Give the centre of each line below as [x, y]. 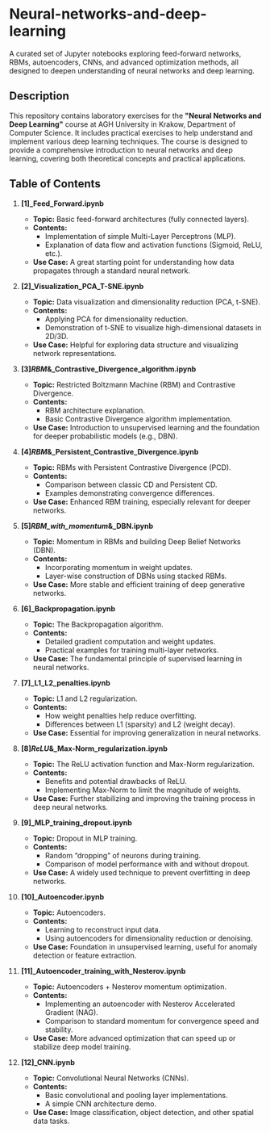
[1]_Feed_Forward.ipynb [62, 203]
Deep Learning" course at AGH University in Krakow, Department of [123, 124]
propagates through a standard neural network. [112, 270]
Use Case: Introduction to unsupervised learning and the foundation [146, 427]
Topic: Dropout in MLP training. [85, 838]
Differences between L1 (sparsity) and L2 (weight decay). [140, 724]
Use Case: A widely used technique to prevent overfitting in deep [141, 872]
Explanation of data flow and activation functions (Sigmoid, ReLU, [154, 245]
